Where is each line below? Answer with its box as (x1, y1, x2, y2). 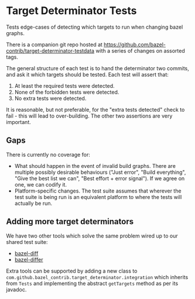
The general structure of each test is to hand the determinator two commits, (6, 64, 189, 71)
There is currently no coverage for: (6, 151, 91, 158)
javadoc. (6, 286, 27, 293)
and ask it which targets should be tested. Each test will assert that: (6, 71, 169, 78)
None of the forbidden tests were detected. (14, 88, 119, 95)
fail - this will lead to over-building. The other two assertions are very (6, 112, 173, 119)
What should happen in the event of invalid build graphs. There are (14, 162, 176, 169)
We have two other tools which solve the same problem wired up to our (6, 232, 178, 239)
